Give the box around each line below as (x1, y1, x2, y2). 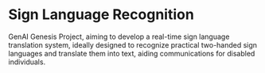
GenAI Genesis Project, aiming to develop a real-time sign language (8, 32, 230, 41)
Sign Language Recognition (8, 6, 195, 24)
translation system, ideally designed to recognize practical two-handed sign (8, 40, 257, 49)
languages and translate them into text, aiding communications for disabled (8, 48, 255, 58)
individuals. (8, 57, 46, 67)
